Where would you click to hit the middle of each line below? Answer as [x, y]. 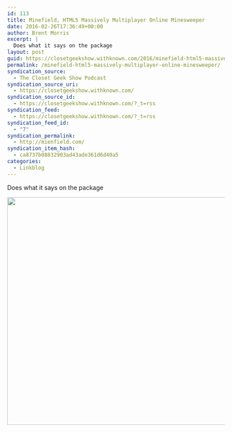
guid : [15, 59]
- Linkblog [29, 168]
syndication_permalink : [41, 135]
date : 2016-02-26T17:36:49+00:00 [55, 26]
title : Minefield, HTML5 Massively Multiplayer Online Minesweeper [106, 20]
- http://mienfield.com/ [49, 142]
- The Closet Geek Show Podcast [60, 78]
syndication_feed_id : [38, 123]
